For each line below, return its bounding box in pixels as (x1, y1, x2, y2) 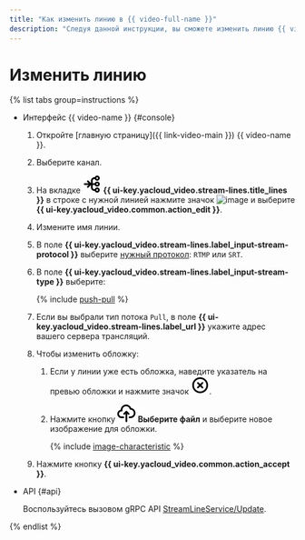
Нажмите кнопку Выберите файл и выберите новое (49, 414, 273, 425)
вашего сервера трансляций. (35, 331, 150, 342)
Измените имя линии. (35, 222, 121, 233)
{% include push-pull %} (35, 294, 129, 305)
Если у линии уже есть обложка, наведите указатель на (49, 366, 268, 377)
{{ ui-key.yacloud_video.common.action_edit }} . (35, 205, 222, 215)
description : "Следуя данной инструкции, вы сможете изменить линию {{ (9, 24, 286, 34)
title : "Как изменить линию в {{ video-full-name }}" (9, 15, 218, 24)
